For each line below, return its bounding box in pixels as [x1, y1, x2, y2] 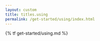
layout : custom [5, 7, 37, 12]
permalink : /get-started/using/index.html [5, 16, 95, 21]
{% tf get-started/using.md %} [5, 30, 68, 36]
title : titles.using [5, 12, 48, 17]
